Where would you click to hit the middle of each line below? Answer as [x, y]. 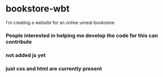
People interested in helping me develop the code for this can [82, 35]
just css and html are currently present [54, 68]
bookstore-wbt [38, 9]
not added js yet [26, 55]
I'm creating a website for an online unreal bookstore [60, 22]
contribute [19, 41]
